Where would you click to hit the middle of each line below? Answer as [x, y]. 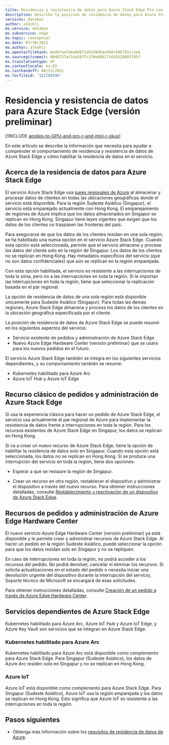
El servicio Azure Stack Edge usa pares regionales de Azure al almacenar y [83, 192]
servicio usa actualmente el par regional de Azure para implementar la [78, 420]
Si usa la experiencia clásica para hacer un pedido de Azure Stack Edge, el [83, 415]
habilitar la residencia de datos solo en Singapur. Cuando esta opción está [82, 451]
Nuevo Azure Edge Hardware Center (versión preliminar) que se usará [85, 343]
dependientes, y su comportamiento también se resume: [64, 363]
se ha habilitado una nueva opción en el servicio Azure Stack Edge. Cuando [84, 240]
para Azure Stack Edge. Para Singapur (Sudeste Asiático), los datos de [78, 658]
